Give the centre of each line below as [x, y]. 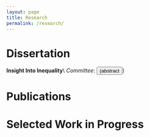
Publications [39, 97]
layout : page [23, 12]
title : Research [27, 18]
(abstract [110, 71]
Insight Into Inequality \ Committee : [51, 71]
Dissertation [38, 53]
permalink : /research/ [35, 23]
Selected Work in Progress [75, 124]
